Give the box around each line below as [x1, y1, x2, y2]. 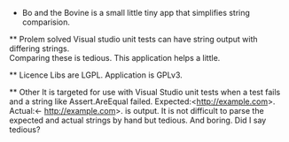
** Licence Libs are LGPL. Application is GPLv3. [9, 70, 184, 80]
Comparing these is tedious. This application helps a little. [9, 53, 221, 63]
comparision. [21, 17, 71, 27]
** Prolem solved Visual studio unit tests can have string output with [9, 34, 258, 44]
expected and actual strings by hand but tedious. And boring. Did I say [9, 115, 267, 125]
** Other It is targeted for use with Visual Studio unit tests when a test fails [9, 87, 281, 97]
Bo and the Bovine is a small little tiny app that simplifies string [21, 8, 251, 18]
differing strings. [9, 43, 70, 54]
